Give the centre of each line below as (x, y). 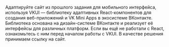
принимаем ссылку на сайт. (35, 39)
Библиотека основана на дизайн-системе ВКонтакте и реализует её (79, 23)
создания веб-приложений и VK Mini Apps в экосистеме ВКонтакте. (79, 18)
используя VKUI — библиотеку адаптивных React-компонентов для (78, 12)
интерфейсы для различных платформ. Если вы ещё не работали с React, (85, 28)
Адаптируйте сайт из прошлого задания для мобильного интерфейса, (81, 7)
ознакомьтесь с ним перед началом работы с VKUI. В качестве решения (84, 34)
